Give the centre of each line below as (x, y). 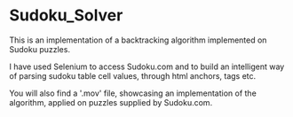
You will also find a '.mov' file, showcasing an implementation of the (133, 93)
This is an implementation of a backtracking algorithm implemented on (138, 40)
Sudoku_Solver (66, 16)
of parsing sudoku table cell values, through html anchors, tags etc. (133, 75)
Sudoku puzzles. (40, 49)
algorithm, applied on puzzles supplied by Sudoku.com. (111, 102)
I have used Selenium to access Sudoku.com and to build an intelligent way (147, 66)
